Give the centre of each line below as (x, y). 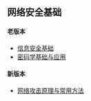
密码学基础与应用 (41, 57)
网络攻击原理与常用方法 (50, 90)
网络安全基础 (34, 12)
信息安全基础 (35, 48)
